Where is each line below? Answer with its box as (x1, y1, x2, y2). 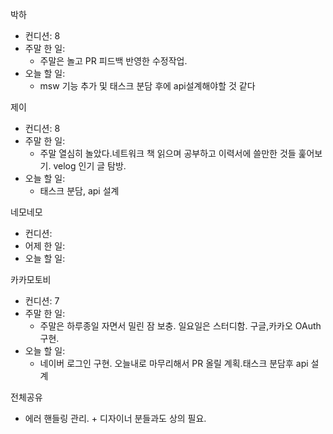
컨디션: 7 (24, 295, 60, 307)
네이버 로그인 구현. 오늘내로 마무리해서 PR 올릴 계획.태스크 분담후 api (39, 358, 309, 369)
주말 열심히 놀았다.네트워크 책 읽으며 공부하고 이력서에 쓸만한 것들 (39, 148, 297, 159)
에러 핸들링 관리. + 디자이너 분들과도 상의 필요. (24, 413, 207, 424)
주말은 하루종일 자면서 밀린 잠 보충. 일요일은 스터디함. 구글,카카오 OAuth (39, 320, 322, 332)
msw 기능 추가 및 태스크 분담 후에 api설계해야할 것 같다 (39, 80, 256, 92)
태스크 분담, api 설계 (39, 185, 120, 197)
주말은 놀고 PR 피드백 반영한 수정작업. (39, 55, 188, 67)
